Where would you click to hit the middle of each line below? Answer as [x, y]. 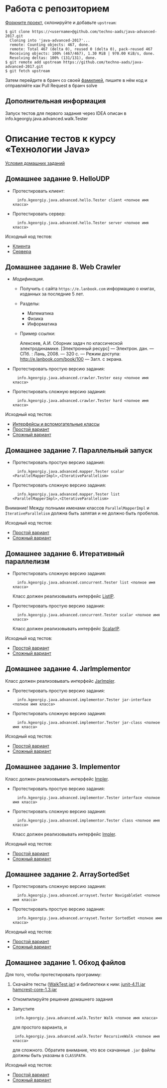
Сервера [22, 251]
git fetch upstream [30, 71]
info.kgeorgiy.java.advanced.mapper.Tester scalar [71, 472]
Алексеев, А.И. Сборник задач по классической [71, 343]
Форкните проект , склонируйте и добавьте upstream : [61, 22]
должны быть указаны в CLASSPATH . [49, 1056]
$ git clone [17, 31]
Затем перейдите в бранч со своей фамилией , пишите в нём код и [76, 80]
